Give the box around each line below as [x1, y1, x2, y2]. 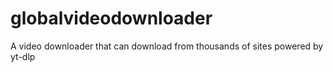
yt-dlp [10, 50, 36, 62]
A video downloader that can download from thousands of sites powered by [10, 40, 324, 52]
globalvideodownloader [10, 7, 213, 30]
